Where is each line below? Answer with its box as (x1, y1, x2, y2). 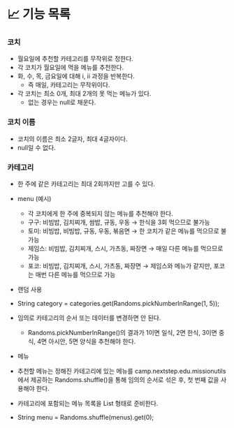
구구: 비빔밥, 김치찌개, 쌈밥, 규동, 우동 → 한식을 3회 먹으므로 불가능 (27, 218, 211, 227)
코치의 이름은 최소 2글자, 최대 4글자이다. (17, 134, 128, 143)
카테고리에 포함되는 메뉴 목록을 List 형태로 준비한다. (17, 399, 159, 408)
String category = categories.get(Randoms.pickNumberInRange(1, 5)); (17, 300, 220, 308)
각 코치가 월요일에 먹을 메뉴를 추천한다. (17, 64, 124, 72)
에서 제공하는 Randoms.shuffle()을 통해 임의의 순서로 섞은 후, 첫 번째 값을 (17, 376, 219, 384)
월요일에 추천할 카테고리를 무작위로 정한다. (17, 54, 134, 63)
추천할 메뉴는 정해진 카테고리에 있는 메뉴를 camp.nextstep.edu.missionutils (17, 367, 226, 376)
